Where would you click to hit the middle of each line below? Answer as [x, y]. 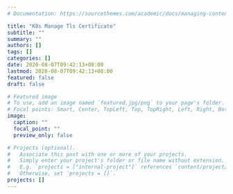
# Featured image [32, 97]
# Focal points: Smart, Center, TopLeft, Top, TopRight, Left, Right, [111, 109]
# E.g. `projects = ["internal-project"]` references [89, 167]
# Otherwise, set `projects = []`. [62, 174]
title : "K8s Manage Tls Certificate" [62, 26]
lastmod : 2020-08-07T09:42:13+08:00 [60, 71]
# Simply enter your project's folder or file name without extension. [116, 161]
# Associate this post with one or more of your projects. [97, 154]
